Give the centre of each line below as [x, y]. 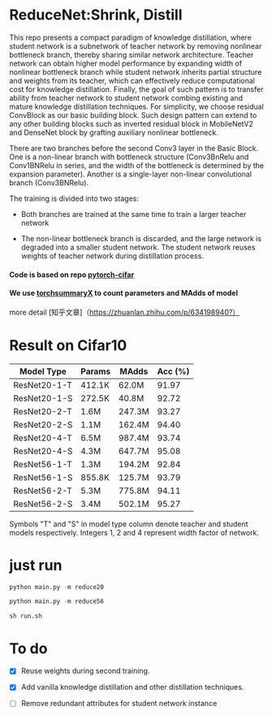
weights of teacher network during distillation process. [112, 256]
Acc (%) [173, 371]
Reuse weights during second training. [85, 671]
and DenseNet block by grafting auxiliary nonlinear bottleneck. [114, 132]
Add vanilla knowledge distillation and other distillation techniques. [132, 687]
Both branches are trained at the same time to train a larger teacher [134, 214]
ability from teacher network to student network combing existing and [126, 97]
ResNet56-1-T [43, 464]
